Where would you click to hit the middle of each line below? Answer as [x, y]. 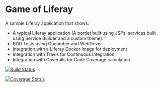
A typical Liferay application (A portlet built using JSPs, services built [84, 33]
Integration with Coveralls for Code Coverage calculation [71, 59]
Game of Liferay [39, 9]
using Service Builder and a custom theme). [58, 38]
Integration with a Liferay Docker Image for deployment [70, 49]
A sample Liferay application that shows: [47, 23]
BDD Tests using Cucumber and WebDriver [57, 43]
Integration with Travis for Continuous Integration [63, 54]
